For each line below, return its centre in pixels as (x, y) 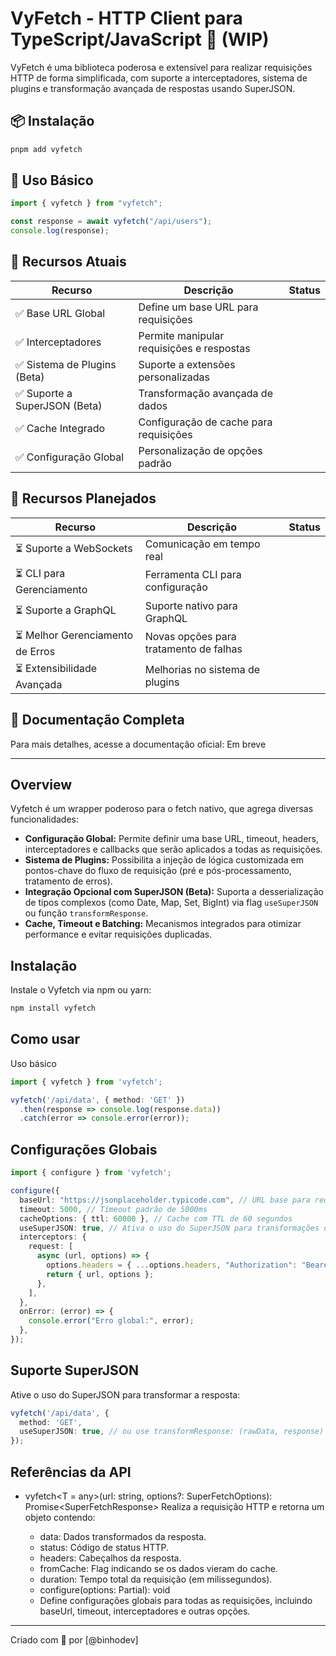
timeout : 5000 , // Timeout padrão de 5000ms (113, 1209)
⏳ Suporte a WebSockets (74, 549)
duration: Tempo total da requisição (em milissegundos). (156, 1579)
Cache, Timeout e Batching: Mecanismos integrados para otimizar (163, 924)
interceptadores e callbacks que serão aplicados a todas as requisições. (173, 849)
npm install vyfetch (53, 1008)
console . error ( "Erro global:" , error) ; (111, 1321)
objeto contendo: (60, 1517)
